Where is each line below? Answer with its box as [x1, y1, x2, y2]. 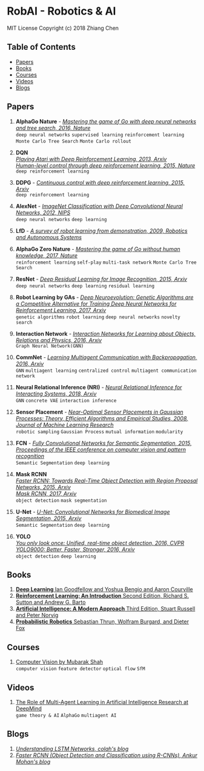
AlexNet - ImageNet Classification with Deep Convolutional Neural [15, 202, 183, 210]
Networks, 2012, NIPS [15, 208, 71, 216]
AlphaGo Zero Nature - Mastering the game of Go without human [15, 245, 180, 253]
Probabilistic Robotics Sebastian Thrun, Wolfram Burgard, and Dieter [15, 618, 189, 625]
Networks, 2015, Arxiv [15, 483, 71, 490]
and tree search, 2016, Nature [15, 124, 91, 131]
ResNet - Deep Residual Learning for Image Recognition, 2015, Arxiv [15, 275, 187, 283]
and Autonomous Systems [15, 233, 82, 241]
